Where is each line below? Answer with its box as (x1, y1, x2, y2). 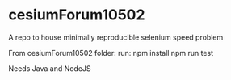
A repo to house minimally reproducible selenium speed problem (8, 32, 224, 42)
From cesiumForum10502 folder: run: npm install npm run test (8, 48, 214, 57)
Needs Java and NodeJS (8, 63, 91, 74)
